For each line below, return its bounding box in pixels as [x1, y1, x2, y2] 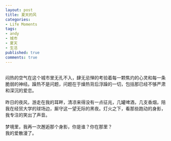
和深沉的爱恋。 [5, 88, 37, 94]
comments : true [5, 54, 38, 60]
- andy [5, 31, 19, 36]
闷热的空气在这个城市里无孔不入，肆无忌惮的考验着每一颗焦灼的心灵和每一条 [5, 75, 166, 81]
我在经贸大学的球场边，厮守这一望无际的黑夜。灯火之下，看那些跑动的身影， [5, 105, 166, 112]
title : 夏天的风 [5, 12, 37, 17]
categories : [5, 17, 31, 22]
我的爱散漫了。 [5, 130, 37, 136]
